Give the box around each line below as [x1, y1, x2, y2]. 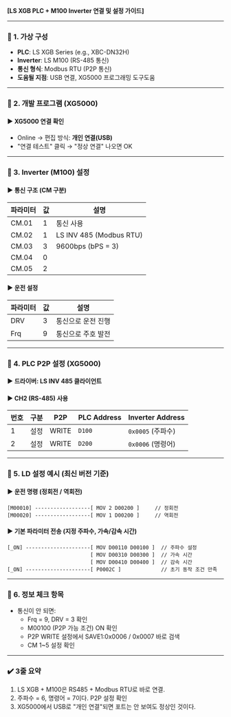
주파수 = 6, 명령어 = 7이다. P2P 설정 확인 [16, 694, 128, 703]
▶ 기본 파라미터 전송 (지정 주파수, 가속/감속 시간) [7, 527, 137, 535]
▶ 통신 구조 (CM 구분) [7, 186, 67, 194]
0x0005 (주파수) [128, 427, 176, 436]
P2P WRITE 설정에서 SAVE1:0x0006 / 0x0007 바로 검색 [27, 632, 180, 641]
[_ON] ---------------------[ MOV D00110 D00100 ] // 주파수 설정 [7, 544, 197, 551]
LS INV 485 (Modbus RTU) [56, 230, 143, 239]
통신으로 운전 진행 [56, 316, 111, 325]
